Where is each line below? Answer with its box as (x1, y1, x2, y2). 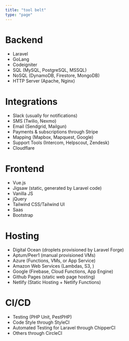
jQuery (12, 196, 27, 202)
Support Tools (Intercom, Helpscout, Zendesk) (12, 139, 110, 146)
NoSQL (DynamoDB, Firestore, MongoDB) (12, 72, 100, 79)
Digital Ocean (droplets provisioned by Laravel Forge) (12, 247, 124, 253)
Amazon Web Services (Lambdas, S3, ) (12, 263, 95, 269)
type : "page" (5, 12, 33, 17)
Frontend (5, 163, 45, 175)
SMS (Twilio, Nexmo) (12, 118, 57, 124)
